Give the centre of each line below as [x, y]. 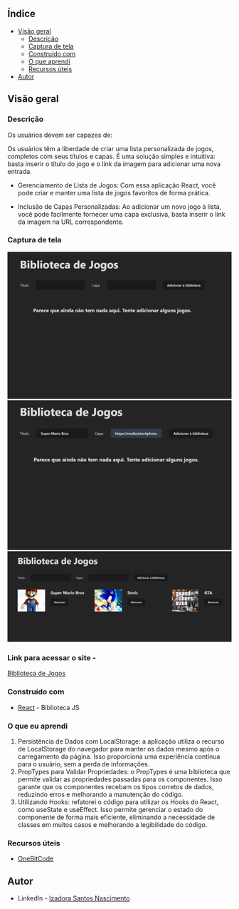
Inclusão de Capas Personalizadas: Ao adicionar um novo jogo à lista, [119, 206]
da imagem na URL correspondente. [71, 222]
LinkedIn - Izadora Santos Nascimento [74, 898]
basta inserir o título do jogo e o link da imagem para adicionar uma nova [114, 164]
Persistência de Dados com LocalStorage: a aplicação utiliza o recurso [121, 741]
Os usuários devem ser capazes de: [60, 135]
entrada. [20, 171]
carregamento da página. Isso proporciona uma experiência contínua [119, 756]
